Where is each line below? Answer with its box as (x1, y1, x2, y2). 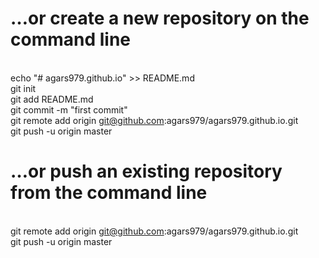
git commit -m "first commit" (10, 103, 128, 116)
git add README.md (10, 93, 94, 105)
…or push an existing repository (10, 160, 283, 183)
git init (10, 82, 37, 94)
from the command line (10, 182, 208, 204)
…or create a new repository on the (10, 7, 310, 30)
